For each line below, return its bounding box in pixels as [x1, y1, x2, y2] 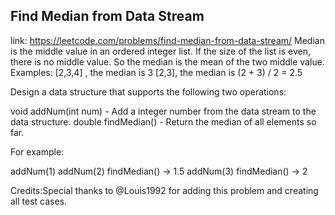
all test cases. [10, 195, 68, 207]
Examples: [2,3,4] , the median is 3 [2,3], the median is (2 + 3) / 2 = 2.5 [10, 66, 303, 78]
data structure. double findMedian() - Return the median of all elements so [10, 115, 317, 128]
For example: [10, 145, 65, 158]
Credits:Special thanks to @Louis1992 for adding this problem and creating [10, 184, 319, 196]
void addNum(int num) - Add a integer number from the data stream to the [10, 105, 317, 117]
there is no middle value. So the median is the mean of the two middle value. [10, 55, 325, 68]
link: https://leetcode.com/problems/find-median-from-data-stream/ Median [10, 34, 325, 46]
